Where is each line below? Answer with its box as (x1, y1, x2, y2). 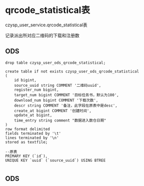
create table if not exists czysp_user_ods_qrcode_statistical (5, 69, 140, 74)
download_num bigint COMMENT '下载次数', (14, 98, 99, 103)
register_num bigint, (14, 87, 59, 92)
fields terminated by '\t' (5, 131, 61, 136)
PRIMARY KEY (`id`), (5, 153, 48, 159)
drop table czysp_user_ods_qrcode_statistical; (5, 60, 106, 65)
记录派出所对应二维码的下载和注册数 (5, 32, 80, 38)
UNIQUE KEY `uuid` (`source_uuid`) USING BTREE (5, 158, 106, 163)
